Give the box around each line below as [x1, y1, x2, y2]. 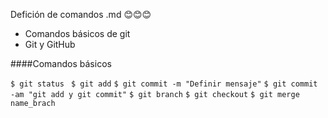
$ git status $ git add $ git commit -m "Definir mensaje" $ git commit [10, 79, 318, 89]
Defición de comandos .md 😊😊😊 [10, 9, 152, 20]
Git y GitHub [24, 39, 76, 50]
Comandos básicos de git [24, 28, 131, 39]
